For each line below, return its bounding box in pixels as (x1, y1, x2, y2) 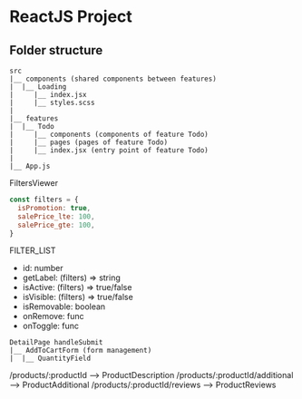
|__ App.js (9, 161, 51, 170)
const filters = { (9, 195, 79, 204)
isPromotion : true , (17, 203, 92, 212)
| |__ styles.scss (9, 98, 95, 107)
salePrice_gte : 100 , (17, 220, 95, 229)
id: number (22, 263, 63, 274)
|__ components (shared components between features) (9, 74, 218, 83)
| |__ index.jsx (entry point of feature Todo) (9, 146, 209, 155)
